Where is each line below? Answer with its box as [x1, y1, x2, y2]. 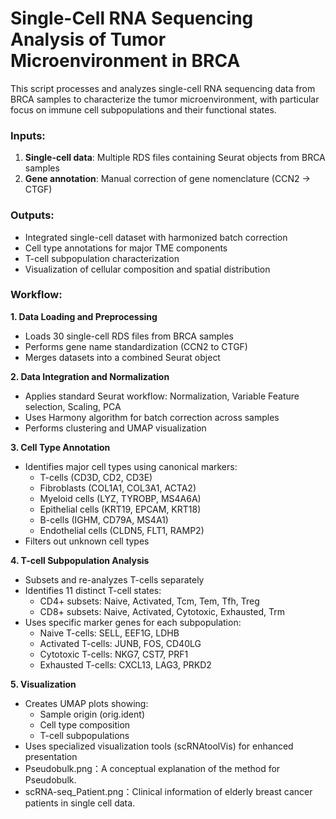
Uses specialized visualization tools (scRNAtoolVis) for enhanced [24, 740, 294, 752]
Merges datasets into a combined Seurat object [24, 351, 221, 363]
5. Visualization [10, 678, 77, 690]
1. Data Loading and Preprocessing [10, 310, 158, 322]
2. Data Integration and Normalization [10, 370, 170, 382]
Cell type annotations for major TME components [24, 242, 228, 254]
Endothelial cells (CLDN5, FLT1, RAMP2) [39, 524, 205, 536]
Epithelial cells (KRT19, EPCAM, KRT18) [39, 503, 202, 515]
